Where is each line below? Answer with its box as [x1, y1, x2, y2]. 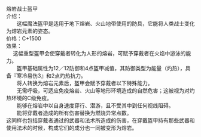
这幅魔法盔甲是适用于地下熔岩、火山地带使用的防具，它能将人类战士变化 [16, 20, 195, 27]
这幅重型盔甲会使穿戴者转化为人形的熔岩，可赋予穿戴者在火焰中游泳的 [13, 50, 186, 57]
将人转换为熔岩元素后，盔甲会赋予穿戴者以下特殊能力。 [16, 80, 153, 86]
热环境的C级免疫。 [6, 95, 53, 101]
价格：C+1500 [6, 35, 42, 42]
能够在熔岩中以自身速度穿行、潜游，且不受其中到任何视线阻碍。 [16, 102, 174, 109]
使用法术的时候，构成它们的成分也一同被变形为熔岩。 [6, 124, 138, 131]
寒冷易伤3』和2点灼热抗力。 [16, 72, 87, 79]
